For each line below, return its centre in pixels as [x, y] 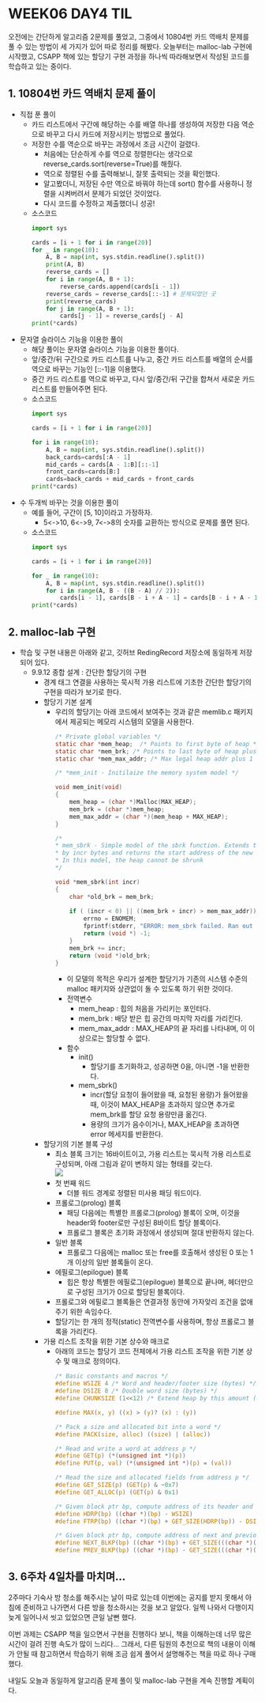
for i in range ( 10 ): [65, 442]
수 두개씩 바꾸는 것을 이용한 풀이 [69, 502]
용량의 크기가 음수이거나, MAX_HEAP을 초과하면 [165, 1124]
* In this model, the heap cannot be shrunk [129, 860]
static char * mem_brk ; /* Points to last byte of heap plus [156, 751]
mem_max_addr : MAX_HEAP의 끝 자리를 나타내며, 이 [162, 1029]
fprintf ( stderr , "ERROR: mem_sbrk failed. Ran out [168, 927]
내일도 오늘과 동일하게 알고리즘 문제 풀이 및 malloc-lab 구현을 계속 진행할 [121, 1680]
